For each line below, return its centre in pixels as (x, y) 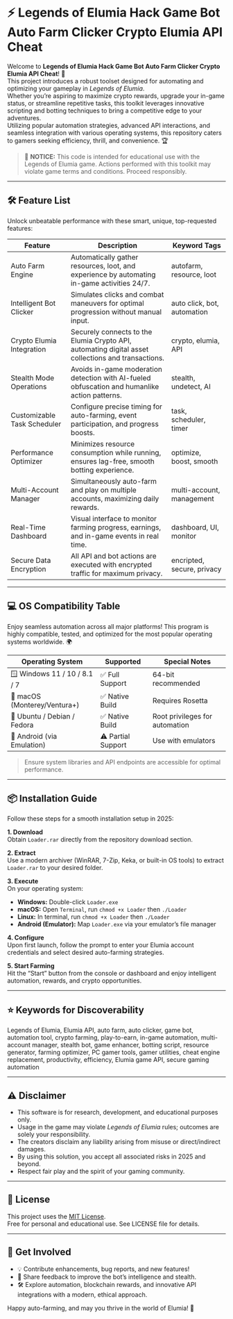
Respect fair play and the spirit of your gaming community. (101, 1171)
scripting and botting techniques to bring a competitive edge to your (105, 110)
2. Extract (21, 853)
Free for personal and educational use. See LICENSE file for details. (103, 1224)
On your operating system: (45, 889)
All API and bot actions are (114, 556)
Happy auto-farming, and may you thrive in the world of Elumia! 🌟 (101, 1308)
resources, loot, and (103, 265)
